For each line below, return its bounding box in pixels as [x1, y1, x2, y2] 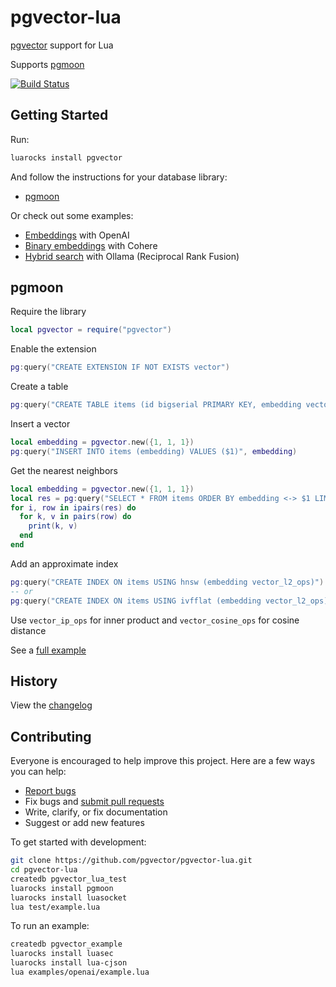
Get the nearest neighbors [10, 464, 118, 476]
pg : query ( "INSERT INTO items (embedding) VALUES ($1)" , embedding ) [10, 446, 298, 456]
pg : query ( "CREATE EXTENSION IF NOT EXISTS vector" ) [10, 362, 230, 373]
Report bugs [24, 785, 77, 797]
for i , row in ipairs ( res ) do [10, 502, 137, 513]
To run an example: [10, 920, 90, 932]
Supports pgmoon [10, 58, 85, 70]
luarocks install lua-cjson [10, 958, 128, 968]
